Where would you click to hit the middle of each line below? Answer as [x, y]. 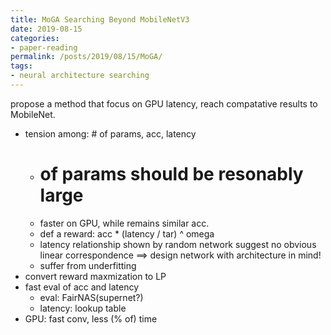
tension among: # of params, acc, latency [110, 133]
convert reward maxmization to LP [95, 276]
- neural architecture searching [80, 76]
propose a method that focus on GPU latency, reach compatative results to [164, 103]
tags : [21, 66]
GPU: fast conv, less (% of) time [91, 318]
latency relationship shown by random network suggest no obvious [178, 244]
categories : [35, 38]
